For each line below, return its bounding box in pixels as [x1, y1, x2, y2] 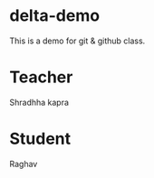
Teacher [9, 67, 73, 88]
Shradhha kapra [9, 97, 70, 108]
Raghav [9, 158, 38, 169]
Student [9, 128, 72, 149]
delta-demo [9, 5, 101, 26]
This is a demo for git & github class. [9, 35, 146, 46]
